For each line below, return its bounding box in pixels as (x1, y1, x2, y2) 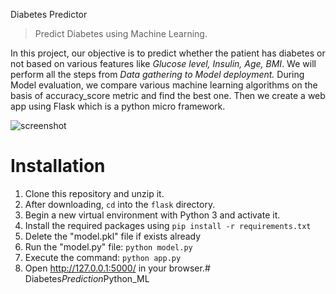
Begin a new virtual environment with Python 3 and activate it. (24, 209, 281, 221)
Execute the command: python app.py (24, 251, 182, 263)
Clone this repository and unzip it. (24, 187, 165, 199)
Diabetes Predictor (10, 9, 88, 20)
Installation (10, 155, 106, 178)
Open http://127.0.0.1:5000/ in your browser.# (24, 262, 211, 274)
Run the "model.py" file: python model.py (24, 240, 193, 253)
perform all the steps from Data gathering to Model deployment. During (10, 69, 305, 80)
